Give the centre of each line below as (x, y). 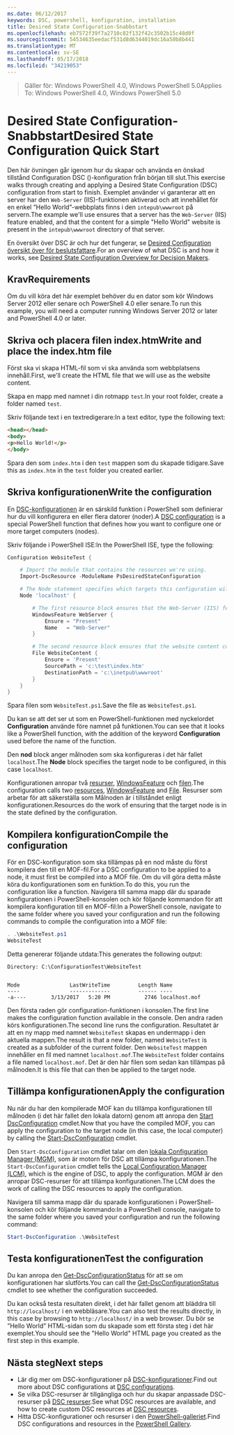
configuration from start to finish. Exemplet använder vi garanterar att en (111, 192)
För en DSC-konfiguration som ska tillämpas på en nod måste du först (107, 863)
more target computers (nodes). (53, 531)
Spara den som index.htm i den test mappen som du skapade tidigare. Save (116, 463)
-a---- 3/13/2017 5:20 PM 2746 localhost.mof (104, 997)
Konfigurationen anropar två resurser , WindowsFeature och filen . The (106, 783)
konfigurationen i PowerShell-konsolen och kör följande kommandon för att (115, 899)
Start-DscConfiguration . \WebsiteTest (63, 1237)
